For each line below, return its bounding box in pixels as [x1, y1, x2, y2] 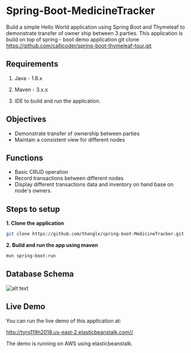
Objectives [6, 114, 47, 124]
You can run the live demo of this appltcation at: [6, 317, 121, 324]
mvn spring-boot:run [6, 253, 57, 259]
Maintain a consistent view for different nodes [14, 136, 126, 143]
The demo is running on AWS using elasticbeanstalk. [6, 340, 133, 347]
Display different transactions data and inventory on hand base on [14, 181, 174, 188]
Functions [6, 153, 44, 163]
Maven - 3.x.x [14, 86, 48, 93]
